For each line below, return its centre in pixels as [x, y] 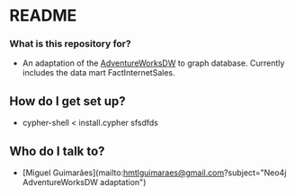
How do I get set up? [67, 101]
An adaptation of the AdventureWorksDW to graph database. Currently [153, 63]
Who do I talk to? [57, 151]
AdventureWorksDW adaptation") [84, 183]
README [43, 16]
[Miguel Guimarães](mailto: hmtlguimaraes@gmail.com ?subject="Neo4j [154, 173]
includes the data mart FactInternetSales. [98, 73]
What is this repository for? [71, 44]
